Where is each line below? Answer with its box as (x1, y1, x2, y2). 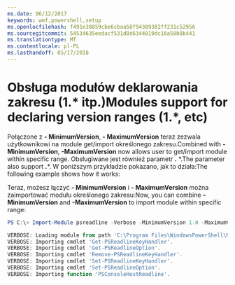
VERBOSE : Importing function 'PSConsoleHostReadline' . (7, 270, 171, 277)
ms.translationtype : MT (7, 36, 77, 43)
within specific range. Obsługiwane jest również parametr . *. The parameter (7, 155, 225, 163)
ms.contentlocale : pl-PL (7, 43, 80, 50)
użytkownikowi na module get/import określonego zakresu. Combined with (7, 139, 222, 148)
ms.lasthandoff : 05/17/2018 (7, 50, 90, 57)
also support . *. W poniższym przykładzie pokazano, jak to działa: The (7, 162, 208, 170)
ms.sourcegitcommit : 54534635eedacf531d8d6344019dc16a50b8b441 (7, 29, 196, 37)
